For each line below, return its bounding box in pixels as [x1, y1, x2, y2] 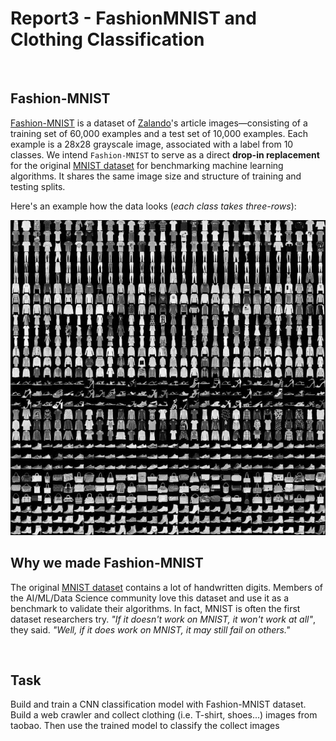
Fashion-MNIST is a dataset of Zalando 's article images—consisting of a [10, 117, 308, 129]
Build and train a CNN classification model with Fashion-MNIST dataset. [10, 698, 307, 711]
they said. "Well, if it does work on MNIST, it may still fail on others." [10, 623, 291, 636]
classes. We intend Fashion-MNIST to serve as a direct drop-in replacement [10, 148, 320, 161]
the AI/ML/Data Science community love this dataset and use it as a [10, 592, 290, 604]
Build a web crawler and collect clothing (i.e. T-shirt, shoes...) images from [10, 709, 318, 721]
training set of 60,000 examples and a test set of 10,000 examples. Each [10, 127, 308, 139]
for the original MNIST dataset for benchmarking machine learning [10, 159, 284, 171]
